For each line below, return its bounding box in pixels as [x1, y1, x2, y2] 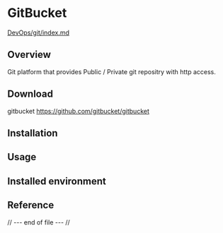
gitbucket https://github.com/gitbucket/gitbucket [7, 107, 150, 115]
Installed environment [7, 175, 106, 187]
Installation [7, 127, 58, 139]
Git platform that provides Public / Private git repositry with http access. [7, 67, 216, 76]
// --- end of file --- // [7, 217, 71, 227]
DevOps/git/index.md [7, 28, 69, 37]
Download [7, 88, 53, 100]
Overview [7, 49, 52, 61]
